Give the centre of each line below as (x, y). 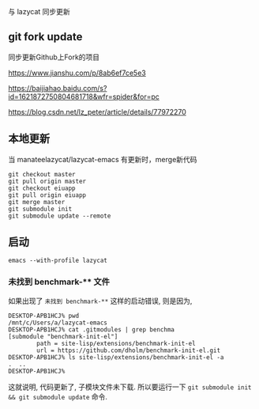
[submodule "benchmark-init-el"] (63, 336)
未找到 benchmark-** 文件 (59, 282)
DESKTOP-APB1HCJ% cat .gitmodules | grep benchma (92, 329)
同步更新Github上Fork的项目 (54, 57)
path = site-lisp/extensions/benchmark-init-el (116, 343)
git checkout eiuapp (42, 188)
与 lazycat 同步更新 (39, 11)
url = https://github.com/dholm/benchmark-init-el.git (129, 350)
